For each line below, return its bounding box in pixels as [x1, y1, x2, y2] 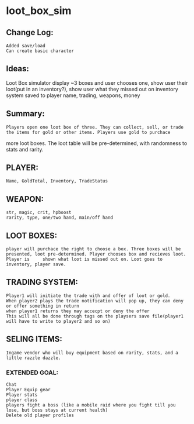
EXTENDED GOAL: [6, 368, 59, 377]
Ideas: [6, 64, 29, 74]
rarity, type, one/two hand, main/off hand [6, 215, 114, 220]
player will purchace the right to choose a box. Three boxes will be [6, 246, 181, 252]
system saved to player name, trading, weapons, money [6, 92, 140, 99]
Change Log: [6, 27, 54, 37]
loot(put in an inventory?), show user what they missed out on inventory [6, 85, 179, 92]
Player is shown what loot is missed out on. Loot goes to [6, 256, 163, 263]
